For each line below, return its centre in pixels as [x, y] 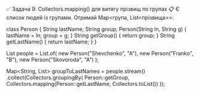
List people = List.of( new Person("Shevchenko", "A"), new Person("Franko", [100, 53]
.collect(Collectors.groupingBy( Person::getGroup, [68, 77]
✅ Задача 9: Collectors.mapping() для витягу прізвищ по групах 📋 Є [93, 9]
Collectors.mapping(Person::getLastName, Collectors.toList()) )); [86, 84]
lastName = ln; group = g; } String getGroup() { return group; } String [91, 35]
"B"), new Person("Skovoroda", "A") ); [53, 60]
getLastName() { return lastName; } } [51, 42]
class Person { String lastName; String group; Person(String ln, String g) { [97, 29]
